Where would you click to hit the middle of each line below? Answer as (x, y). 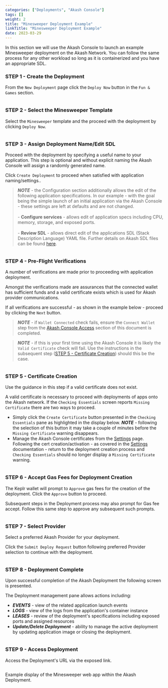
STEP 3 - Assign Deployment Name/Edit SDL (60, 144)
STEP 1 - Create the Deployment (45, 76)
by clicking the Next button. (33, 313)
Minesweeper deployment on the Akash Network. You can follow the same (82, 53)
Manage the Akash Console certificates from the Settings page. (78, 439)
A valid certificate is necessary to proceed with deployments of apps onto (81, 397)
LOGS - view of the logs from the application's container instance (80, 611)
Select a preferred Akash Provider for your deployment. (62, 537)
